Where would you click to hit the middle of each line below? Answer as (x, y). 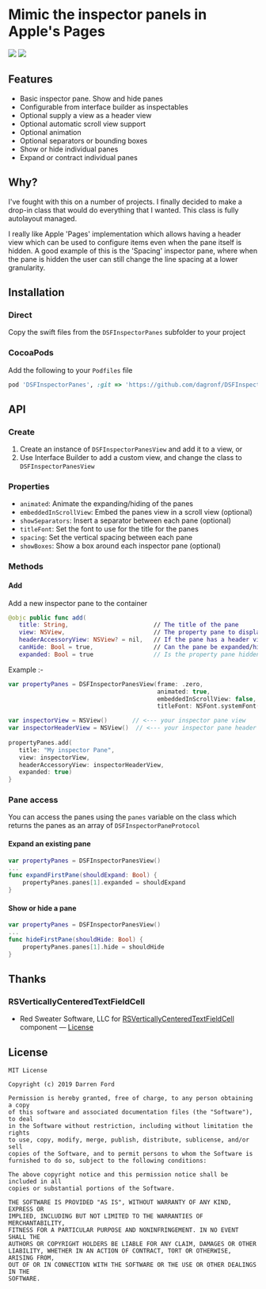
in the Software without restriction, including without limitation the (131, 1126)
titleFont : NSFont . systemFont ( (209, 706)
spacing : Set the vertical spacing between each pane (106, 538)
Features (30, 80)
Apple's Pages (57, 31)
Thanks (27, 979)
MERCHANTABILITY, (37, 1223)
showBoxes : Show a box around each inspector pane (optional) (120, 546)
